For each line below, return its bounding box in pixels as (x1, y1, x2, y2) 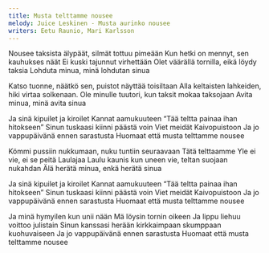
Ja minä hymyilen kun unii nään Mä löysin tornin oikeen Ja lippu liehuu (8, 212, 241, 222)
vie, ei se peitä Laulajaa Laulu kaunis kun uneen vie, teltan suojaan (8, 155, 228, 165)
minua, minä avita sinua (8, 98, 87, 108)
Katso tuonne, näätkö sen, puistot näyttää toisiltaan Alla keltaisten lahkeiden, (8, 81, 262, 91)
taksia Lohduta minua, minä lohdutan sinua (8, 66, 150, 75)
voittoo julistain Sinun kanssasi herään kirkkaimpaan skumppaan (8, 220, 222, 230)
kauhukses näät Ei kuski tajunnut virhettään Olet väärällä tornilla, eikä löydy (8, 57, 257, 67)
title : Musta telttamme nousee (8, 11, 113, 20)
